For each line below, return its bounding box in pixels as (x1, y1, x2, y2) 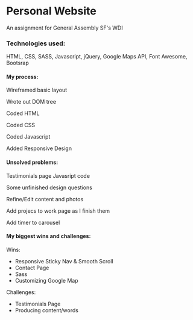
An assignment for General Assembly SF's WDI (6, 24, 123, 31)
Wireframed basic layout (6, 86, 68, 94)
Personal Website (6, 4, 96, 18)
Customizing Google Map (14, 277, 78, 284)
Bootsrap (6, 59, 29, 67)
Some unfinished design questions (6, 184, 92, 191)
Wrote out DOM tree (6, 98, 56, 105)
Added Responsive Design (6, 145, 72, 152)
